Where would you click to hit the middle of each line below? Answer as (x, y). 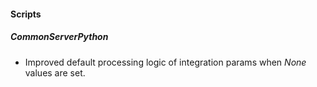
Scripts (26, 14)
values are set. (55, 72)
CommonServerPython (59, 37)
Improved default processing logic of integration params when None (165, 62)
